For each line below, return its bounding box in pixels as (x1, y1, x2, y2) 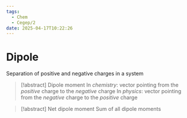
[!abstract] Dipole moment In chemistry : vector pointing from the (20, 81, 179, 88)
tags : (6, 8, 20, 15)
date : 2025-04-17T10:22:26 (6, 25, 73, 31)
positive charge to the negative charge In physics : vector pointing (20, 88, 182, 95)
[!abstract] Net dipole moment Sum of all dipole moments (20, 106, 161, 113)
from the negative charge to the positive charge (20, 94, 138, 101)
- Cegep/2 (11, 19, 36, 25)
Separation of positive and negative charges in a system (6, 70, 144, 77)
